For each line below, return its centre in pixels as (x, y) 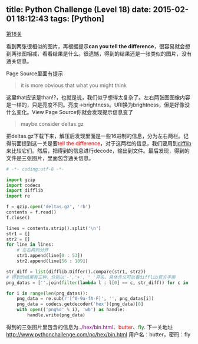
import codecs (24, 185)
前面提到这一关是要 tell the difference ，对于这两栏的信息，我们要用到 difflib (101, 143)
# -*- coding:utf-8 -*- (35, 169)
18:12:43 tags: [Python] (61, 19)
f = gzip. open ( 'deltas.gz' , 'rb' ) (49, 207)
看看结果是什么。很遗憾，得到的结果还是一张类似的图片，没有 (117, 54)
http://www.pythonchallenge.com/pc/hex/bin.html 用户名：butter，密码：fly (98, 334)
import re (18, 196)
